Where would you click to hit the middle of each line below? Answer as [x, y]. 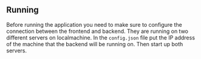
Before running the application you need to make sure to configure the [94, 24]
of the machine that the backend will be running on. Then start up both [95, 44]
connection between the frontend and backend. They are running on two [97, 31]
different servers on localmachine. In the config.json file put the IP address [101, 37]
